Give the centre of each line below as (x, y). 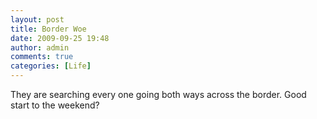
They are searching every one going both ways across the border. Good (158, 94)
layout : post (37, 19)
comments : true (42, 57)
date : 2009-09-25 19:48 (60, 38)
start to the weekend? (55, 105)
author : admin (40, 47)
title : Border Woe (48, 29)
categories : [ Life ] (51, 66)
